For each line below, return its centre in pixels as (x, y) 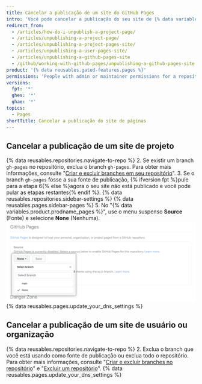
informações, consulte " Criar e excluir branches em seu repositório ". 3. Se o (100, 173)
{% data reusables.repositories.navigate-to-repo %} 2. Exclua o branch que (100, 349)
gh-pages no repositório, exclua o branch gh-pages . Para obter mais (89, 167)
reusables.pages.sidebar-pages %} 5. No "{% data (69, 206)
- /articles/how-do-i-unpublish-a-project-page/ (74, 32)
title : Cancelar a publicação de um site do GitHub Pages (80, 13)
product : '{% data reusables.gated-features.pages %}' (76, 70)
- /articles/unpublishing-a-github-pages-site (71, 57)
